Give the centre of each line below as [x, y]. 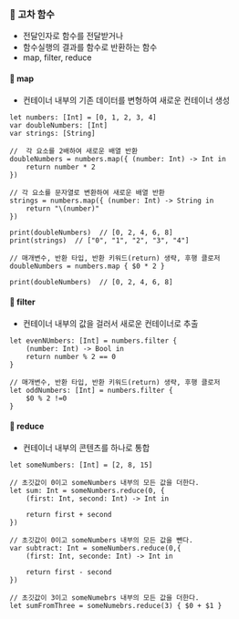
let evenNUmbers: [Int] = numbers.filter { [94, 340]
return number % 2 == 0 [71, 356]
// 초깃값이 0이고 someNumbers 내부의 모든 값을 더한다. [104, 482]
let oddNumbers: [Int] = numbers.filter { [91, 390]
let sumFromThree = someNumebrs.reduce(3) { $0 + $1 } [116, 605]
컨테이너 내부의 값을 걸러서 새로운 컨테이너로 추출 [110, 323]
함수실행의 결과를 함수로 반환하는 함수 [90, 47]
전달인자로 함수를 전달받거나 [73, 36]
